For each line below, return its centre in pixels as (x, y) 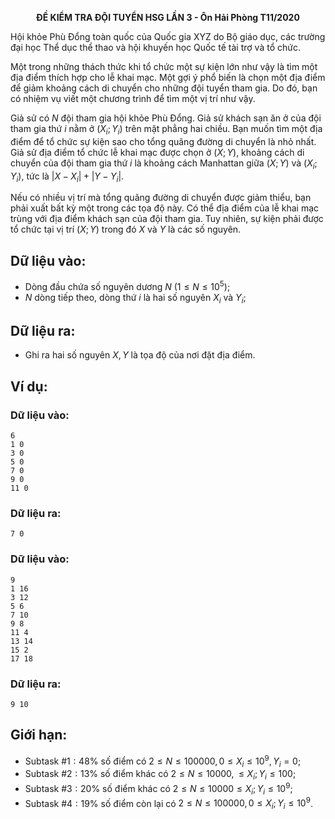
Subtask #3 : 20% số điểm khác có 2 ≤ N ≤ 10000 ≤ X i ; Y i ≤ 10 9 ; (158, 789)
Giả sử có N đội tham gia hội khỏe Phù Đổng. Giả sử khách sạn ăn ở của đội (166, 118)
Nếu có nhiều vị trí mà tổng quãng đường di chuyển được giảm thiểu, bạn (161, 198)
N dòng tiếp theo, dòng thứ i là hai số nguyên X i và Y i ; (135, 298)
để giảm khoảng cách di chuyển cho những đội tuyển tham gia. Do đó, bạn (164, 88)
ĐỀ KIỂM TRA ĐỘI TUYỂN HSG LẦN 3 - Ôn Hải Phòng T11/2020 (168, 17)
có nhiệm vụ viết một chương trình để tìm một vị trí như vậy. (133, 98)
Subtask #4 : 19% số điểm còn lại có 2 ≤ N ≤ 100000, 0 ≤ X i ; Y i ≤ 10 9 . (168, 803)
